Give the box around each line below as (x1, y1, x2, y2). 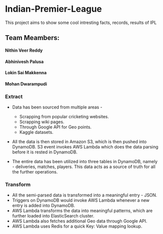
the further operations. (12, 169, 58, 174)
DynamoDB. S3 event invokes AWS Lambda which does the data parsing (12, 144, 159, 149)
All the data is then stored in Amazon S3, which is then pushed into (12, 139, 147, 145)
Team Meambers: (5, 34, 60, 42)
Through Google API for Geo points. (19, 124, 92, 130)
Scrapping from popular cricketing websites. (19, 114, 109, 119)
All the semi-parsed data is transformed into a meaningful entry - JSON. (12, 192, 158, 198)
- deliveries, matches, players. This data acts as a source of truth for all (12, 164, 156, 170)
